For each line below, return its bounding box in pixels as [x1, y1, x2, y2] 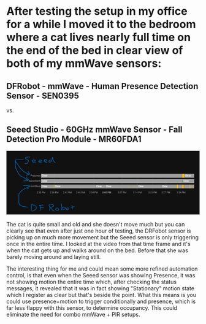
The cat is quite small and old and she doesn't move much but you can [6, 221, 185, 228]
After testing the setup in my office [6, 4, 188, 18]
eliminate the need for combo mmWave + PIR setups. [6, 311, 140, 318]
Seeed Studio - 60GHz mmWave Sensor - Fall [6, 125, 183, 135]
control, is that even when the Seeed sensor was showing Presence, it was [6, 272, 196, 279]
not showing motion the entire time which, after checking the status [6, 278, 177, 286]
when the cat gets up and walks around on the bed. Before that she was [6, 247, 188, 254]
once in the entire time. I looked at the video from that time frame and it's [6, 241, 191, 248]
